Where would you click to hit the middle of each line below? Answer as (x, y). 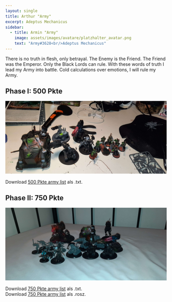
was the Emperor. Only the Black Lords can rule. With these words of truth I (85, 64)
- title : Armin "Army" (34, 33)
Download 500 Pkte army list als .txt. (44, 182)
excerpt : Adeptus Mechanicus (36, 22)
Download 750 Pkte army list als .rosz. (46, 294)
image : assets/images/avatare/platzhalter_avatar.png (73, 38)
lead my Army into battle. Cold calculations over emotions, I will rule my (81, 69)
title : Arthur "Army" (28, 16)
